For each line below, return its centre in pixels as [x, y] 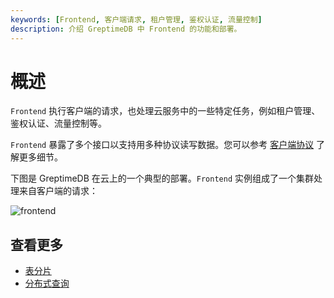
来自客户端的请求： [58, 191]
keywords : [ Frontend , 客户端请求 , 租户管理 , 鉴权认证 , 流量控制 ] [136, 19]
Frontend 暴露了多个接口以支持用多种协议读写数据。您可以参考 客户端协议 [162, 145]
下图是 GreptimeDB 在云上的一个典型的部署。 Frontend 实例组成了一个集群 [162, 178]
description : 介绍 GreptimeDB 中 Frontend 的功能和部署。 [126, 29]
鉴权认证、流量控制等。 [58, 123]
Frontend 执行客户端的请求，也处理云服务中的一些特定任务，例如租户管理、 [165, 111]
